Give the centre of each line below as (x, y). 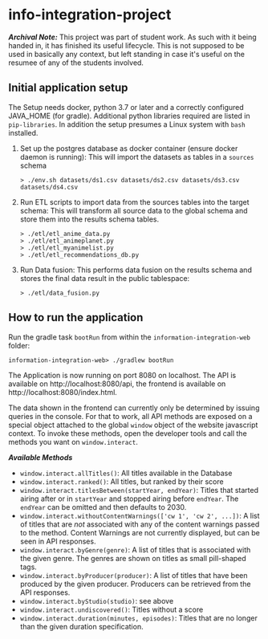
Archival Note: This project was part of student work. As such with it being (132, 37)
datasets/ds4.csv (49, 187)
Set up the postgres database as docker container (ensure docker (129, 148)
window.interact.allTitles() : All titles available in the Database (126, 473)
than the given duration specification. (81, 626)
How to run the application (76, 317)
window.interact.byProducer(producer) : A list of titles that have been (134, 575)
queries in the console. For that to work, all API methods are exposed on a (130, 416)
